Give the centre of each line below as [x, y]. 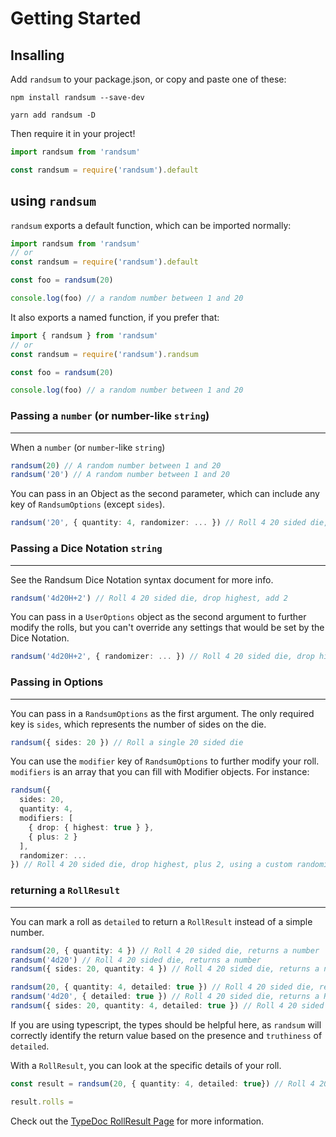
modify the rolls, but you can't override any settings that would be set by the [167, 628]
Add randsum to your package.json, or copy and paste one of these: [148, 79]
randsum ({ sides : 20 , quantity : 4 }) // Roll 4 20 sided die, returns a [165, 969]
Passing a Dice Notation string [86, 549]
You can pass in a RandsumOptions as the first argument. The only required [162, 713]
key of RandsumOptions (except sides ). [88, 504]
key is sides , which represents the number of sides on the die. [138, 724]
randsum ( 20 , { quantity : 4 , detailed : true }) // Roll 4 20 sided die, [162, 987]
